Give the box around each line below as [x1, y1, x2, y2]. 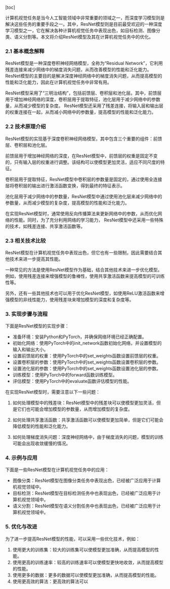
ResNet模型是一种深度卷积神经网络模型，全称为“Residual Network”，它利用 [5, 60, 163, 67]
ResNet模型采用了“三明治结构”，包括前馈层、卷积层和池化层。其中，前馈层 [5, 90, 162, 96]
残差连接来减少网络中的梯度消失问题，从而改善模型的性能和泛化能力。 [5, 67, 152, 73]
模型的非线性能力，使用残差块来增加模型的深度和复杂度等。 [9, 297, 134, 303]
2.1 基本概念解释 [5, 48, 45, 55]
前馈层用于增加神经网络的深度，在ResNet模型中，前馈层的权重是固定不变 [5, 152, 158, 159]
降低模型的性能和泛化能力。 [12, 423, 71, 430]
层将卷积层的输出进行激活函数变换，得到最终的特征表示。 [5, 182, 125, 188]
